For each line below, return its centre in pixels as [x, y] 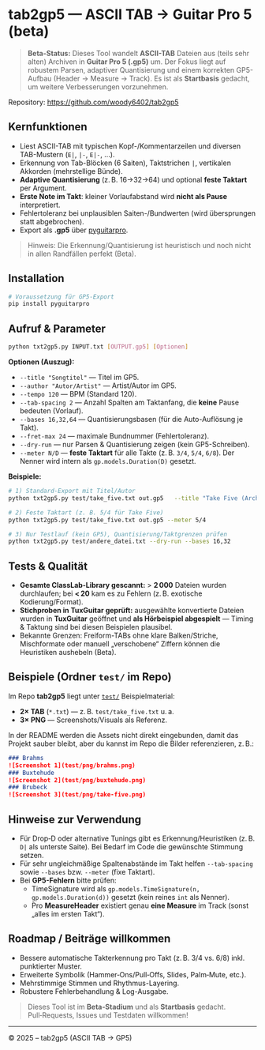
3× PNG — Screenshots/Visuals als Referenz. [93, 720]
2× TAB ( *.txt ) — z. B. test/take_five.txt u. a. [97, 711]
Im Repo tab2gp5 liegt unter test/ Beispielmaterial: [91, 696]
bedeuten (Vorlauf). [52, 411]
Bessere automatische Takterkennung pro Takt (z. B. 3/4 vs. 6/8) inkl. [132, 958]
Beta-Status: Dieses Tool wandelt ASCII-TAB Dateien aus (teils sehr [138, 53]
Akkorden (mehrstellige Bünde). [71, 171]
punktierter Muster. [51, 966]
